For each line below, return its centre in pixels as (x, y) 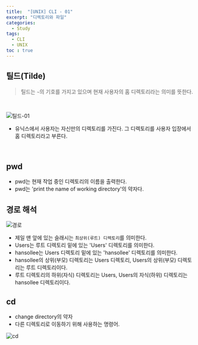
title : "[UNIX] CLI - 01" (40, 12)
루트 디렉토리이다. (47, 268)
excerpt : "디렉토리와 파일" (37, 17)
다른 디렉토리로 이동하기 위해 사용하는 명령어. (67, 324)
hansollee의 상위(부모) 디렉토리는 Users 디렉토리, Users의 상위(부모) (95, 260)
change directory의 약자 (44, 317)
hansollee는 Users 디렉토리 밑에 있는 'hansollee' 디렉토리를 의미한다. (96, 253)
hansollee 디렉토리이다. (43, 282)
